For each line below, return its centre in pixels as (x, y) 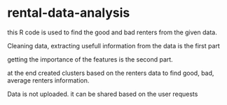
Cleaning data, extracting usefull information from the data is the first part (114, 45)
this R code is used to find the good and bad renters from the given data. (112, 32)
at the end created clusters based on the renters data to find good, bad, (111, 73)
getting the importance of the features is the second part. (90, 59)
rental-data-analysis (69, 13)
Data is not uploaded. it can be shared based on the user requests (103, 94)
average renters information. (48, 80)
